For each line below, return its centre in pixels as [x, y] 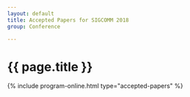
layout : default [31, 14]
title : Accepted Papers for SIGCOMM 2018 [68, 20]
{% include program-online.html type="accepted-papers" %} [95, 86]
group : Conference [34, 26]
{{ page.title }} [50, 67]
